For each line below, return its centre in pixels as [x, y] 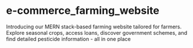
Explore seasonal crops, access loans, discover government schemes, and [97, 32]
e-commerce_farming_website [83, 11]
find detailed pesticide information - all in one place [69, 39]
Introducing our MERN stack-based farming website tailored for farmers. [94, 27]
